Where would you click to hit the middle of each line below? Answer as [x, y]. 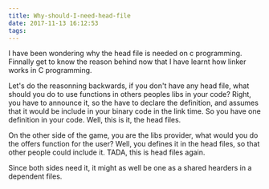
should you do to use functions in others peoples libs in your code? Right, [130, 94]
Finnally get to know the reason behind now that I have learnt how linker [127, 62]
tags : [17, 30]
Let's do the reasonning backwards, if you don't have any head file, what [129, 86]
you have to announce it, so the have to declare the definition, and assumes [134, 103]
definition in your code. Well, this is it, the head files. [95, 120]
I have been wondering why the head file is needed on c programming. [125, 54]
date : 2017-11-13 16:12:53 [53, 23]
